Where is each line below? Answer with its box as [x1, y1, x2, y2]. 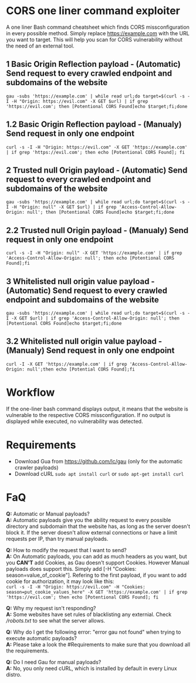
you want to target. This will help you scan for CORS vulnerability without [6, 36, 183, 43]
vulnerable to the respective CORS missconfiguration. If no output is [6, 411, 171, 418]
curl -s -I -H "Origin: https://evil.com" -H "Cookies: [6, 584, 146, 590]
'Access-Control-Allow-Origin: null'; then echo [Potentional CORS [6, 255, 175, 261]
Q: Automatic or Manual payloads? [6, 510, 90, 517]
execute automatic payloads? [6, 634, 77, 641]
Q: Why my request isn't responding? [6, 604, 96, 611]
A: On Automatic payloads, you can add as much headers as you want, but [6, 553, 187, 560]
